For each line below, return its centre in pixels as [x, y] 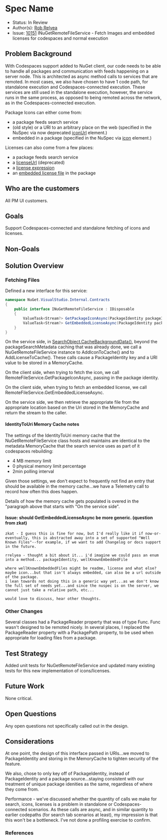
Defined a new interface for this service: [46, 291]
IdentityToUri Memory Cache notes [42, 424]
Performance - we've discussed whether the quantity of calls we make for [81, 799]
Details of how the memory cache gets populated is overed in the [72, 501]
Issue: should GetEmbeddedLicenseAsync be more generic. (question [79, 518]
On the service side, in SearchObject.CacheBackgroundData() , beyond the [81, 342]
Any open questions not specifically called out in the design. [67, 726]
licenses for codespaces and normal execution [60, 38]
